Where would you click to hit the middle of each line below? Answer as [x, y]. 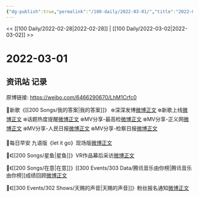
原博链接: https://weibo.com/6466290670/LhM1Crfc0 [72, 97]
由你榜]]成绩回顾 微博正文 [37, 175]
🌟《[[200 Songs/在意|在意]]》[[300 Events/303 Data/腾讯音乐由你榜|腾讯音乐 [99, 168]
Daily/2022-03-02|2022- [157, 28]
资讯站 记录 [27, 82]
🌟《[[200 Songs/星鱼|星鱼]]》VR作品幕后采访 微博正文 [70, 155]
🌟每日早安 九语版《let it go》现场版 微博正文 [59, 143]
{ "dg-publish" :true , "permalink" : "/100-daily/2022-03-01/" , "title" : [91, 12]
